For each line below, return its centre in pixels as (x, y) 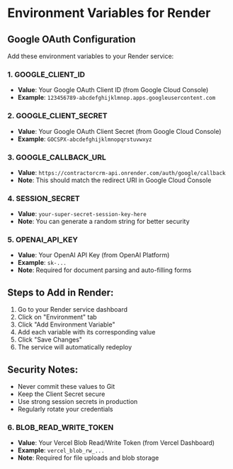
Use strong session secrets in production (78, 402)
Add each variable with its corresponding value (86, 332)
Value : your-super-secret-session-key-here (82, 214)
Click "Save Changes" (50, 340)
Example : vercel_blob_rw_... (61, 451)
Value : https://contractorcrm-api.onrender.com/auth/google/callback (121, 172)
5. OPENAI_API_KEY (42, 240)
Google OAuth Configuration (72, 39)
